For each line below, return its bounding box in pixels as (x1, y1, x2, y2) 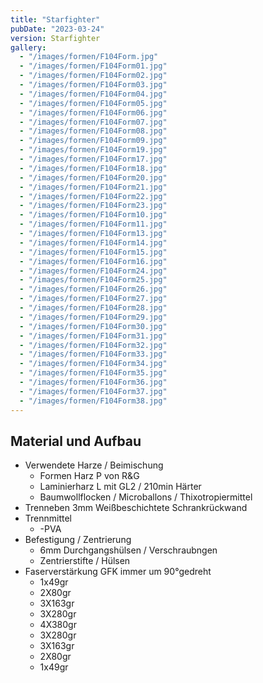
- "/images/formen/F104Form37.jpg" (19, 386, 168, 396)
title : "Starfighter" (10, 14, 101, 25)
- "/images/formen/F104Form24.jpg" (19, 266, 168, 276)
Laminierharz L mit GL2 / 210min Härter (39, 481, 202, 493)
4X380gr (39, 619, 77, 631)
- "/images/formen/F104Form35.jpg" (19, 368, 168, 378)
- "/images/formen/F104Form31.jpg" (19, 331, 168, 341)
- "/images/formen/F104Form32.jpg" (19, 340, 168, 350)
